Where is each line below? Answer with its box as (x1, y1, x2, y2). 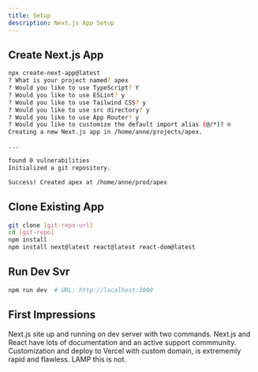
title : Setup (8, 11, 51, 20)
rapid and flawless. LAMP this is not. (8, 354, 127, 364)
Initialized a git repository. (8, 164, 111, 172)
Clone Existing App (8, 200, 104, 214)
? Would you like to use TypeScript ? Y (8, 84, 140, 92)
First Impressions (8, 308, 96, 321)
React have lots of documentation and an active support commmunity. (8, 337, 237, 347)
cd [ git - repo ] (8, 229, 55, 237)
